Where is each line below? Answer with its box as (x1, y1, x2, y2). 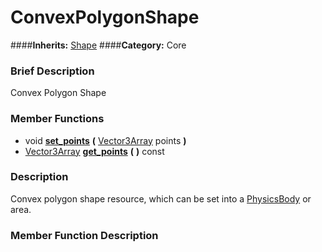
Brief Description (10, 64, 95, 78)
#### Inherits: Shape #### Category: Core (10, 39, 187, 51)
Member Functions (10, 112, 105, 126)
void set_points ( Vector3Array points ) (24, 134, 187, 146)
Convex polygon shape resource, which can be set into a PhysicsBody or (10, 192, 312, 205)
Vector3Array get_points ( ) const (24, 145, 165, 157)
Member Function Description (10, 228, 159, 242)
